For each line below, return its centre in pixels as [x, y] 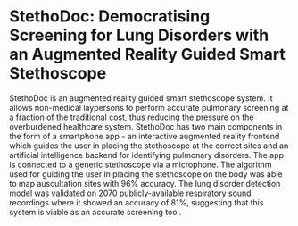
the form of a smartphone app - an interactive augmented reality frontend [145, 136]
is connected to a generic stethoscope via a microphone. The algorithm [141, 164]
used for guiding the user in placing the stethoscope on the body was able [146, 174]
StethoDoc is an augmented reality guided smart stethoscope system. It [141, 98]
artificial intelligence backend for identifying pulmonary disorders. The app [146, 155]
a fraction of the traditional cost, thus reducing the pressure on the [132, 117]
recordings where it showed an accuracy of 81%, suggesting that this [137, 202]
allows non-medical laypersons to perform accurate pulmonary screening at [149, 107]
